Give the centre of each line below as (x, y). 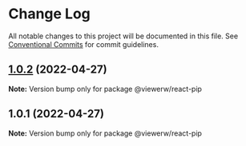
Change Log (49, 14)
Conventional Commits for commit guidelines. (83, 44)
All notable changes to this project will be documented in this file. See (123, 36)
